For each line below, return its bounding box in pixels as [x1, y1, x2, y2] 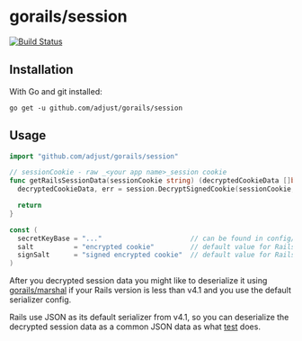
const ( [9, 225, 39, 235]
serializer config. [9, 294, 72, 305]
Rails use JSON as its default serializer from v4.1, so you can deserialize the [9, 312, 289, 323]
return [17, 201, 42, 211]
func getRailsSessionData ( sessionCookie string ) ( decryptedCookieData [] [9, 176, 292, 185]
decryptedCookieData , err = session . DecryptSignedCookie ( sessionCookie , [17, 184, 296, 194]
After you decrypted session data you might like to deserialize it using [9, 275, 268, 286]
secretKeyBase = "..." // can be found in [17, 234, 263, 243]
